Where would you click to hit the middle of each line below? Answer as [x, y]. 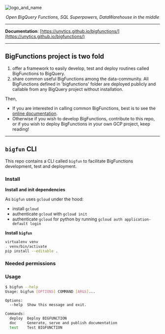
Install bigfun [19, 233]
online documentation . [35, 113]
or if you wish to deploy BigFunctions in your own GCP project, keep [81, 124]
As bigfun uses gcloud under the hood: [44, 199]
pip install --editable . [31, 251]
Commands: [15, 314]
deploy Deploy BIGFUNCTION [38, 319]
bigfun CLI [21, 149]
